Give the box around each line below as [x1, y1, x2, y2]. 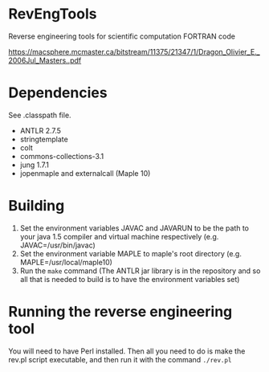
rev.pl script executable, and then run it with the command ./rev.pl [8, 354, 232, 364]
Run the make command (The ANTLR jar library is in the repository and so [19, 266, 261, 276]
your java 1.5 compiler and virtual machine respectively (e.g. [19, 231, 219, 241]
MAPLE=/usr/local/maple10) [19, 257, 112, 267]
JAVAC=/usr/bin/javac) [19, 240, 96, 250]
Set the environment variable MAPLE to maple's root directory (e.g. [19, 248, 243, 258]
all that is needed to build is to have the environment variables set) [19, 274, 240, 284]
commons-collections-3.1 [19, 151, 104, 161]
